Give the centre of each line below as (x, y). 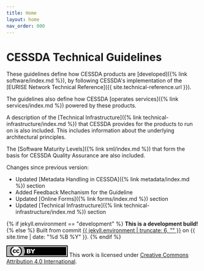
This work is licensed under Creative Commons (129, 255)
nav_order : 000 (26, 26)
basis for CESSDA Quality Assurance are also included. (76, 155)
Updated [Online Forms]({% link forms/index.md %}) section (92, 199)
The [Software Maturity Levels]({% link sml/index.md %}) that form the (96, 149)
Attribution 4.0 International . (42, 262)
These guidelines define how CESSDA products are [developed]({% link (97, 74)
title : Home (21, 13)
